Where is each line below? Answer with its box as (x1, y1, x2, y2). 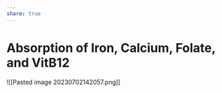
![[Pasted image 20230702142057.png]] (6, 78, 121, 86)
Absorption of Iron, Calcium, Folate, (6, 40, 216, 56)
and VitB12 (6, 55, 70, 70)
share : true (6, 10, 41, 17)
